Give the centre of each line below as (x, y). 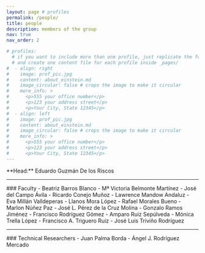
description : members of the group (52, 29)
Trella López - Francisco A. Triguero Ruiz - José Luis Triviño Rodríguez (95, 221)
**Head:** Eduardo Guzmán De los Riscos (60, 171)
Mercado (18, 244)
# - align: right (30, 68)
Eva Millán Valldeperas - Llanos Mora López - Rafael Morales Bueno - (94, 201)
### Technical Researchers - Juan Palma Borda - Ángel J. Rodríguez (93, 238)
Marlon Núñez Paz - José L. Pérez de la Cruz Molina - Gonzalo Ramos (95, 207)
